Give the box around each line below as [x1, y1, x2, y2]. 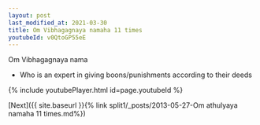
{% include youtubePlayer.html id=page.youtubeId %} [8, 86, 184, 95]
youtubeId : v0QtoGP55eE [8, 33, 87, 42]
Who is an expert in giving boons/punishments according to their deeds [19, 70, 252, 79]
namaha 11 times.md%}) [8, 109, 87, 119]
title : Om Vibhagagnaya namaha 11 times [8, 26, 143, 34]
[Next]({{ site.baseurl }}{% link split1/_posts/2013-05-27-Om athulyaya [8, 101, 238, 110]
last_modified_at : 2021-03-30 [8, 19, 108, 27]
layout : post [8, 11, 51, 20]
